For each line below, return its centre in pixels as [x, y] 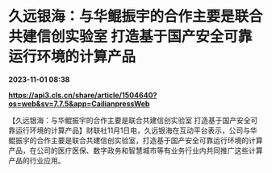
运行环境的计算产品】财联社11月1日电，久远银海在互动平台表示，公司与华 [136, 130]
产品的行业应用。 [37, 160]
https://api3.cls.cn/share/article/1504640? [83, 95]
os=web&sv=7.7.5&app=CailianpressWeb [79, 103]
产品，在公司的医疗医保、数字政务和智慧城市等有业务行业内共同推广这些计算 [136, 150]
